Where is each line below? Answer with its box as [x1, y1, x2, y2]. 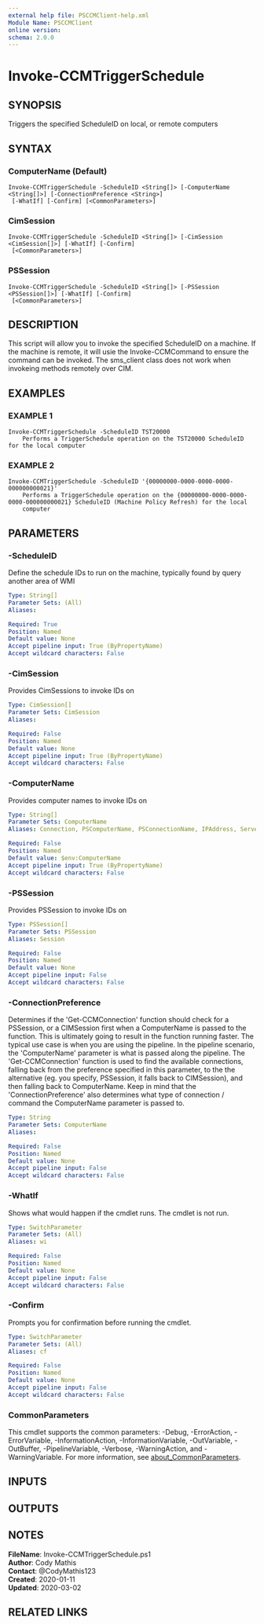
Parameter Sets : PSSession [8, 928, 97, 936]
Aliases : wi [8, 1238, 47, 1246]
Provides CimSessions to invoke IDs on [8, 686, 135, 695]
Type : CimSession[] [8, 701, 72, 709]
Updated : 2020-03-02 [8, 1582, 82, 1592]
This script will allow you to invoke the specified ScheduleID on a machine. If [8, 339, 256, 348]
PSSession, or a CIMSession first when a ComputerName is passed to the [8, 1023, 247, 1033]
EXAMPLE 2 [8, 460, 55, 471]
